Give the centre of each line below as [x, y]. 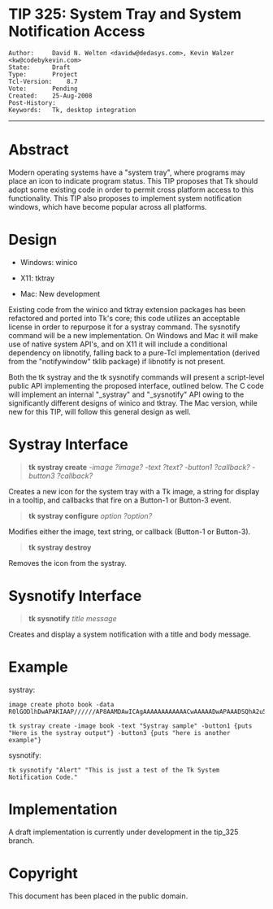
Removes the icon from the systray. [68, 563]
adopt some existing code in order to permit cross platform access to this [131, 189]
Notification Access [77, 31]
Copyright [43, 873]
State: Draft [39, 67]
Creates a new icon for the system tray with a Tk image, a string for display [134, 491]
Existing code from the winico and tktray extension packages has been [127, 309]
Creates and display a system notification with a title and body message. [130, 634]
